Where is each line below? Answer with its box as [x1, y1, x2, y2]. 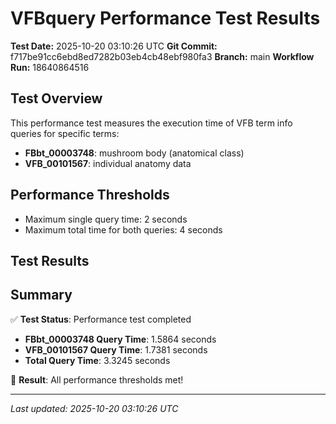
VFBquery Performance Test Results [10, 7, 321, 30]
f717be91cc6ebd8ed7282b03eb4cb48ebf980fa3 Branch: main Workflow [10, 50, 315, 62]
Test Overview [10, 90, 103, 107]
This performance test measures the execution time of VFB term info [10, 117, 293, 129]
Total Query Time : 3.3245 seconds [24, 354, 171, 366]
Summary [10, 287, 73, 304]
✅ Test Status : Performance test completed [10, 313, 192, 325]
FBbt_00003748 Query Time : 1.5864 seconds [24, 333, 217, 345]
